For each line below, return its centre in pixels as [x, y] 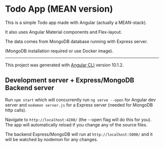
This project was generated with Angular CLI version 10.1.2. [64, 65]
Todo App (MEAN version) [59, 9]
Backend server [30, 88]
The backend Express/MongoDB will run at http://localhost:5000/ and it [79, 134]
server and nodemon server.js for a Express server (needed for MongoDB [79, 105]
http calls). [16, 110]
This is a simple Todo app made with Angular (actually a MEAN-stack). [76, 22]
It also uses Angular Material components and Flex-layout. [63, 32]
